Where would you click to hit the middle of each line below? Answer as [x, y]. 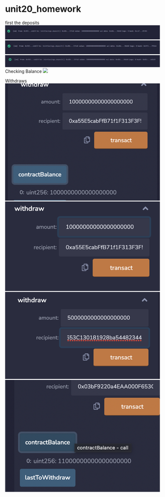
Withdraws [16, 81]
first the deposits [22, 23]
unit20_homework [43, 9]
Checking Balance [24, 71]
